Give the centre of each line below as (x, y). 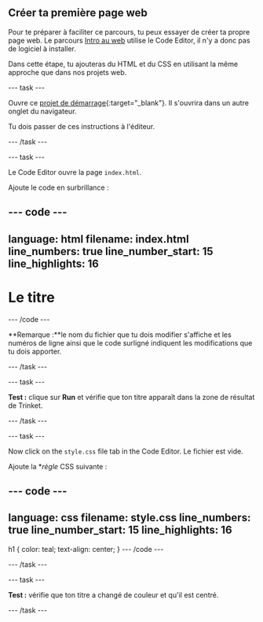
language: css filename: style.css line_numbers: (130, 518)
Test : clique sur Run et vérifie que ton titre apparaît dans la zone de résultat (131, 397)
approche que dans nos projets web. (68, 72)
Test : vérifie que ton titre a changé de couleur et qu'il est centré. (113, 594)
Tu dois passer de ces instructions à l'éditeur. (82, 126)
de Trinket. (26, 405)
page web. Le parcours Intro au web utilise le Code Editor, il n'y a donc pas (129, 40)
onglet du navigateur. (42, 111)
